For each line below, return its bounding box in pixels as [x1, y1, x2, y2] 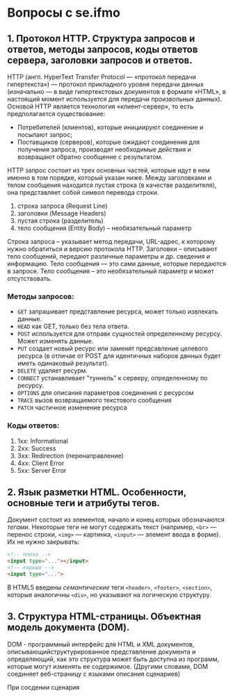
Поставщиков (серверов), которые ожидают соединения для [17, 138, 200, 146]
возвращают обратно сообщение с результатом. [17, 153, 163, 161]
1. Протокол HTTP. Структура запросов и [7, 33, 195, 44]
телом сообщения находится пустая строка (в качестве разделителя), [7, 181, 217, 189]
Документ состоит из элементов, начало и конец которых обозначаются [7, 516, 225, 524]
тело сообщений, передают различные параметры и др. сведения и [7, 252, 211, 260]
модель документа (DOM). [7, 622, 130, 633]
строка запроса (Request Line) [17, 202, 108, 210]
